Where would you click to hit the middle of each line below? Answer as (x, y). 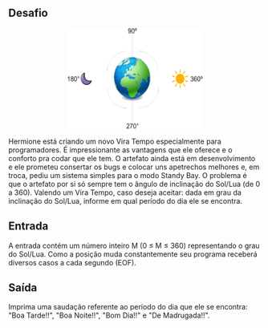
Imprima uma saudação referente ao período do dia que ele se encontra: (128, 307)
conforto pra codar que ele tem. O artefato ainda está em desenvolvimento (132, 158)
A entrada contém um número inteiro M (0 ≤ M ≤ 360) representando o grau (134, 245)
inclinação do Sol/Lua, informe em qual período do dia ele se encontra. (126, 200)
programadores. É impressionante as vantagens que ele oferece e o (120, 150)
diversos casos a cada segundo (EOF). (72, 262)
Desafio (28, 13)
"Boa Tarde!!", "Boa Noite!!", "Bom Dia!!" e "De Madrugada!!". (109, 315)
